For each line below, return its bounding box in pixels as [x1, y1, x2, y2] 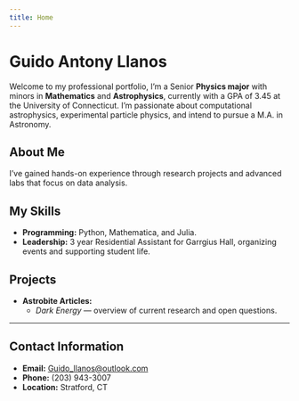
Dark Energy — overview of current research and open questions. [35, 305, 278, 315]
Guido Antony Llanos [9, 51, 167, 71]
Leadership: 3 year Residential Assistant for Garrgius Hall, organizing [21, 237, 278, 248]
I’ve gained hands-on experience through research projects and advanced [9, 168, 282, 179]
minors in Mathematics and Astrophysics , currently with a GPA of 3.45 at [9, 90, 281, 101]
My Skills [9, 203, 61, 218]
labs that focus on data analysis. [9, 177, 128, 188]
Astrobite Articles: [21, 296, 93, 306]
